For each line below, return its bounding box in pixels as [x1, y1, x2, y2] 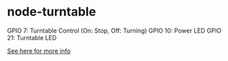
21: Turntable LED [7, 33, 57, 41]
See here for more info [7, 47, 71, 55]
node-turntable [7, 4, 97, 20]
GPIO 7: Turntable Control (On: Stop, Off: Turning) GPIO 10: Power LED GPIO [7, 26, 222, 35]
